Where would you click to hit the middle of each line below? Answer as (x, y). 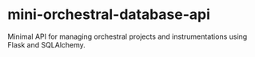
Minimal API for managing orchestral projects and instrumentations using (127, 36)
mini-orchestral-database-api (109, 15)
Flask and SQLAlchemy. (46, 44)
